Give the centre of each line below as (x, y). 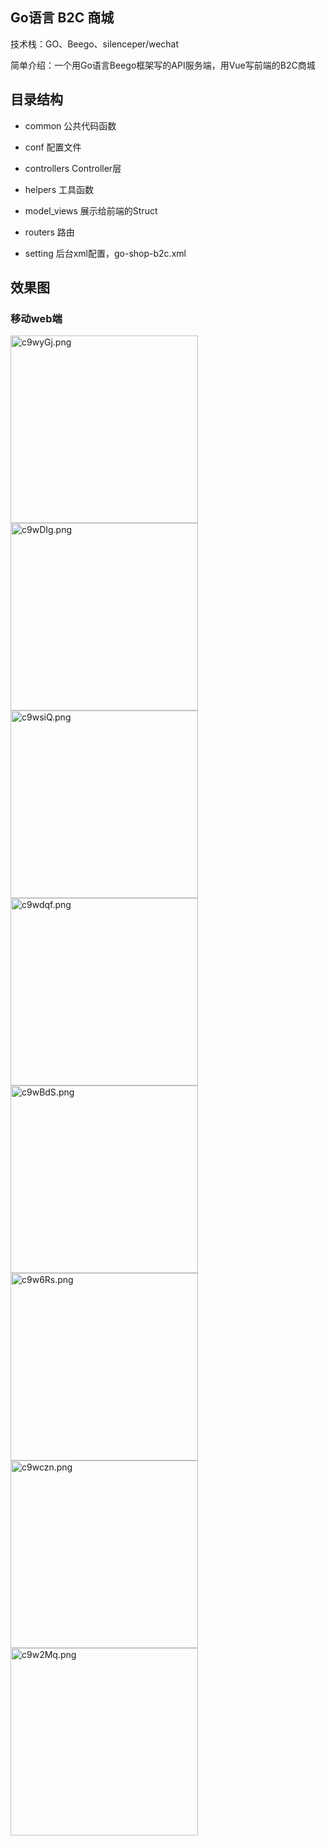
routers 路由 (49, 232)
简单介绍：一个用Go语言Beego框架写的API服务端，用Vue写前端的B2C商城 (163, 65)
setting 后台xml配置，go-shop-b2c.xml (105, 253)
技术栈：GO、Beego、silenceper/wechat (95, 44)
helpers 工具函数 (59, 189)
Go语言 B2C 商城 (62, 18)
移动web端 (36, 318)
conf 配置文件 (53, 147)
